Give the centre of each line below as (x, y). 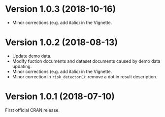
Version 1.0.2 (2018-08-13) (62, 42)
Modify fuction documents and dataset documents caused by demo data (86, 61)
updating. (22, 66)
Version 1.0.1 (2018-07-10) (60, 97)
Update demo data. (32, 56)
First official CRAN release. (33, 110)
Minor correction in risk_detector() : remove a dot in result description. (85, 76)
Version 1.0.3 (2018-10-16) (61, 9)
